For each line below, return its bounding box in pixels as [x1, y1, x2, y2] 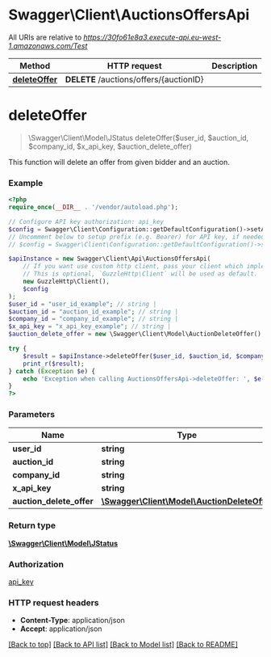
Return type [8, 520, 56, 531]
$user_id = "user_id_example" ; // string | [8, 300, 157, 308]
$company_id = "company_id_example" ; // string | [8, 315, 179, 323]
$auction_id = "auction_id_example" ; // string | [8, 307, 179, 316]
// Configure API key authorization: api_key [8, 217, 164, 225]
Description [211, 60, 258, 71]
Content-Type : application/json [19, 616, 125, 625]
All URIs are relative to [8, 32, 82, 42]
